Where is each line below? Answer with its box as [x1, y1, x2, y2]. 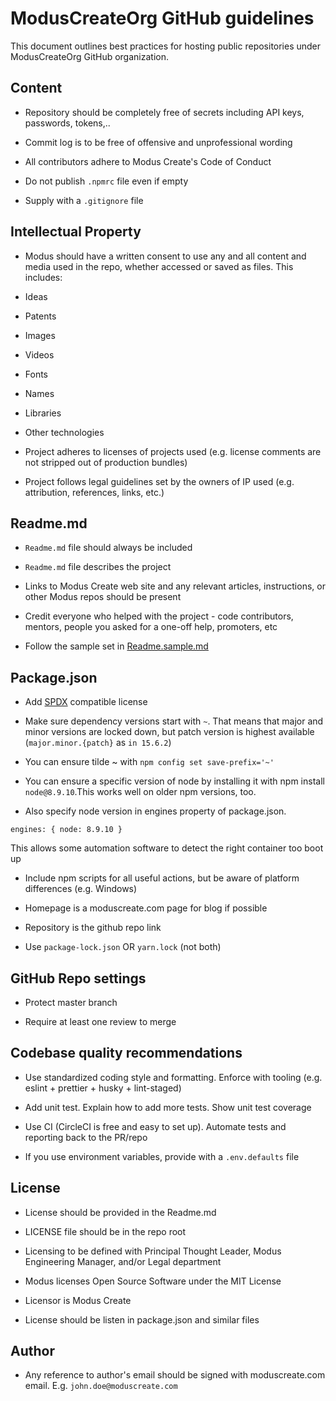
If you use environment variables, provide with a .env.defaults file [24, 1150, 300, 1162]
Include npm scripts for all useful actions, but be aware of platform [24, 872, 300, 884]
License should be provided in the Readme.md [24, 1206, 217, 1218]
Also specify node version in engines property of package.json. [24, 805, 287, 817]
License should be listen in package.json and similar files [24, 1313, 260, 1326]
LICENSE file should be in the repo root [24, 1225, 187, 1237]
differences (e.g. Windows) [24, 883, 138, 895]
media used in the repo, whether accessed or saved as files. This [24, 260, 294, 272]
